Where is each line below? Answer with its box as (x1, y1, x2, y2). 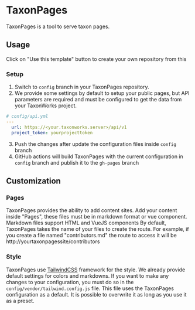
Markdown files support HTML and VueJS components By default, (6, 219, 167, 226)
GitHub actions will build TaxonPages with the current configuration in (14, 153, 183, 160)
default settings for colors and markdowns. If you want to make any (6, 272, 169, 279)
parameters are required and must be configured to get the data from (14, 96, 182, 103)
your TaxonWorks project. (14, 102, 77, 109)
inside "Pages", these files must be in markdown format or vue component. (6, 213, 187, 220)
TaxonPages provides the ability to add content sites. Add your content (6, 207, 177, 214)
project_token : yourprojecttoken (11, 130, 93, 135)
